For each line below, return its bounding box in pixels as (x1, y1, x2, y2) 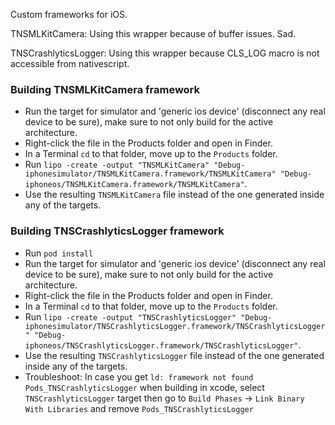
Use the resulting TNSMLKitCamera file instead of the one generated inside (24, 189, 325, 201)
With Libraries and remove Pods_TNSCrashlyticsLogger (24, 402, 254, 414)
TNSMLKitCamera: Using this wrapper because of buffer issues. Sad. (10, 28, 297, 39)
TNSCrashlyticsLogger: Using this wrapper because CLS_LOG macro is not (10, 47, 320, 59)
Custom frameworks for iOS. (10, 9, 128, 20)
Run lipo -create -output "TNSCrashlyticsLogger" (24, 310, 237, 323)
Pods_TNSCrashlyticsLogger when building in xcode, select (24, 381, 265, 393)
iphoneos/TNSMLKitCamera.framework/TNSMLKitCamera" (24, 180, 245, 190)
